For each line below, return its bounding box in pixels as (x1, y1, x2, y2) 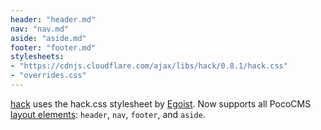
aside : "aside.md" (10, 33, 87, 43)
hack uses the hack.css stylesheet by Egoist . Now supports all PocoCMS (10, 97, 312, 110)
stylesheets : (10, 52, 65, 62)
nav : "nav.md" (10, 24, 70, 34)
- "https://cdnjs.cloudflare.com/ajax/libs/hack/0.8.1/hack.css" (10, 61, 288, 71)
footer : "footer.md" (10, 42, 97, 53)
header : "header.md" (10, 14, 97, 25)
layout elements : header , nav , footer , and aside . (10, 108, 206, 120)
